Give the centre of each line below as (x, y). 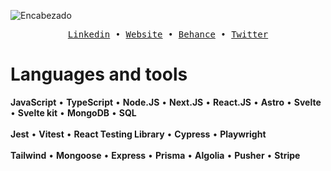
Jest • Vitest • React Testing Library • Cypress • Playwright (138, 134)
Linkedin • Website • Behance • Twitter (168, 34)
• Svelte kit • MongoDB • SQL (73, 112)
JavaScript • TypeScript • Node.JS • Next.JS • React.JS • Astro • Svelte (166, 102)
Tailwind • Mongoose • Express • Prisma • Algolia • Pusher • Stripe (155, 155)
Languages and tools (99, 74)
